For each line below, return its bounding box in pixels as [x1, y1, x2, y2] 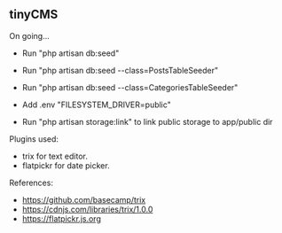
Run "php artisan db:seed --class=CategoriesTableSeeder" [21, 82, 239, 92]
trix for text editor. [21, 151, 89, 161]
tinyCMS [9, 7, 59, 22]
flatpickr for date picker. [21, 159, 110, 171]
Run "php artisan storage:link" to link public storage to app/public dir [21, 116, 273, 127]
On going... [9, 30, 51, 41]
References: [9, 177, 53, 188]
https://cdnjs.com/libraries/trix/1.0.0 [21, 204, 153, 214]
